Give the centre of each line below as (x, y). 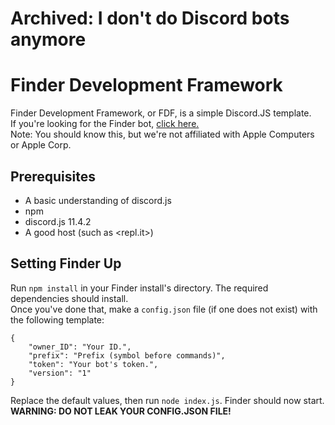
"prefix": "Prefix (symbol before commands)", (127, 355)
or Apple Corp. (41, 145)
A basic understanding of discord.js (98, 200)
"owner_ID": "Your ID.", (80, 347)
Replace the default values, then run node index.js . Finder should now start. (167, 400)
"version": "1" (60, 373)
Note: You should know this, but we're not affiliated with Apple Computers (162, 134)
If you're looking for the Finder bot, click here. (105, 124)
